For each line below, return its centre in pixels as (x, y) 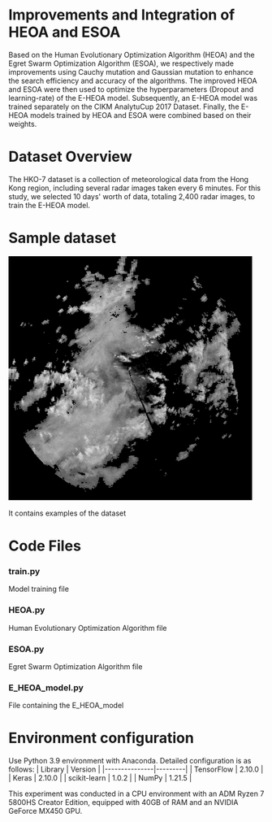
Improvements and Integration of (122, 15)
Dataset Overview (70, 157)
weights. (23, 124)
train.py (24, 571)
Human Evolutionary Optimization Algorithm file (88, 628)
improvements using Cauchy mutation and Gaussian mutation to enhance (131, 72)
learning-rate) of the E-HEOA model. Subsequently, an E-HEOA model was (133, 98)
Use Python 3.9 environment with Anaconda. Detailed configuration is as (130, 761)
